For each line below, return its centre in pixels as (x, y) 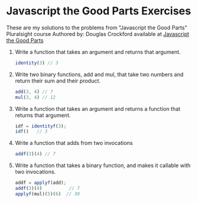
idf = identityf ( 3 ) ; (41, 126)
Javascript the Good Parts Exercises (98, 11)
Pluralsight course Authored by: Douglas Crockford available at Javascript (98, 34)
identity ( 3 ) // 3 (37, 63)
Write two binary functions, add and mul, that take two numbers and (99, 74)
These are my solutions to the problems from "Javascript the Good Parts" (97, 28)
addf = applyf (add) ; (41, 183)
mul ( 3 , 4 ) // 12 (35, 97)
